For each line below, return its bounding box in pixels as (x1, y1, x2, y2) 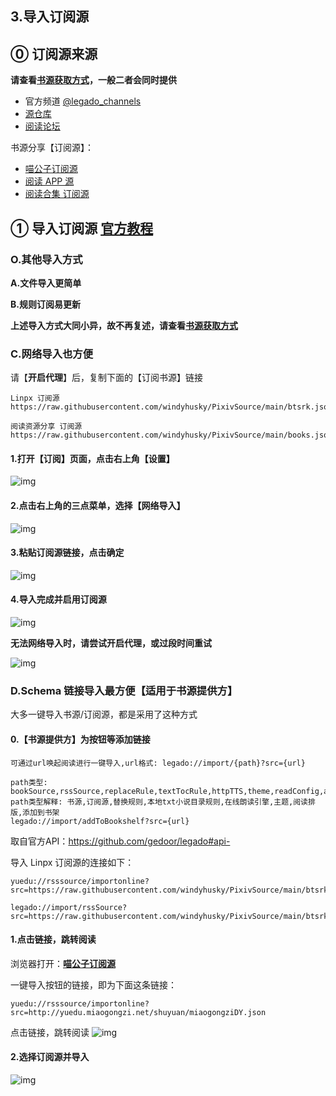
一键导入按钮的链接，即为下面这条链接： (10, 978, 177, 991)
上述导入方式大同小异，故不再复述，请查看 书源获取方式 (10, 319, 238, 331)
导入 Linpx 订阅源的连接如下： (10, 856, 135, 868)
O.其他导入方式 (10, 252, 83, 266)
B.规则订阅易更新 (10, 298, 81, 310)
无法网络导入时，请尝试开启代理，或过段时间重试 (10, 637, 212, 649)
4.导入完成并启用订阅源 (10, 593, 107, 606)
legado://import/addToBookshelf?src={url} (10, 816, 190, 826)
